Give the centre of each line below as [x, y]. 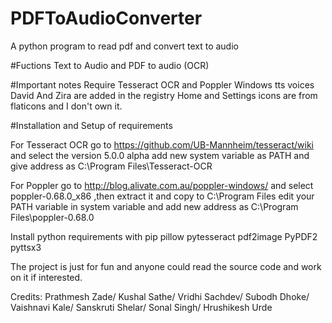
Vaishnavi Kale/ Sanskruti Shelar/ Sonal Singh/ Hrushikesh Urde [141, 307]
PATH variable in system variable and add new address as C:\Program [154, 206]
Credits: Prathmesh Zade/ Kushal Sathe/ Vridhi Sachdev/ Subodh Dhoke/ [160, 296]
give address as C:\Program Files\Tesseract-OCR [111, 166]
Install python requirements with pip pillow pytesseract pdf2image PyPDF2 [164, 236]
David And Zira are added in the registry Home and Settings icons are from [164, 95]
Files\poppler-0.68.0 [52, 217]
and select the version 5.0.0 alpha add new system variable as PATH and [160, 155]
